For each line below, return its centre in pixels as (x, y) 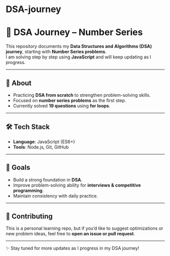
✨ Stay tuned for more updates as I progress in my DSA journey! (72, 248)
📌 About (19, 83)
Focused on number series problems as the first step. (70, 100)
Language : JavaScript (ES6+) (44, 142)
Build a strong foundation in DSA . (48, 179)
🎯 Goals (18, 168)
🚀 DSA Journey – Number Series (74, 33)
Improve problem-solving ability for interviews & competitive (77, 185)
